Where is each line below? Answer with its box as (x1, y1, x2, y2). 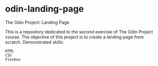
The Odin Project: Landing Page (5, 19, 70, 25)
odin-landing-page (5, 3, 84, 15)
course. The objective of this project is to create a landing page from (5, 34, 144, 40)
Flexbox (5, 57, 21, 62)
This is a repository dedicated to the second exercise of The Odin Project (5, 29, 153, 34)
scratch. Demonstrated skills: (5, 39, 64, 45)
